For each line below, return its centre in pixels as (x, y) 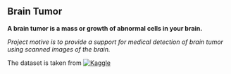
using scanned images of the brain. (59, 49)
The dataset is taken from (45, 63)
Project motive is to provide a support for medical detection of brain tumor (115, 42)
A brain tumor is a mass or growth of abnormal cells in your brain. (105, 28)
